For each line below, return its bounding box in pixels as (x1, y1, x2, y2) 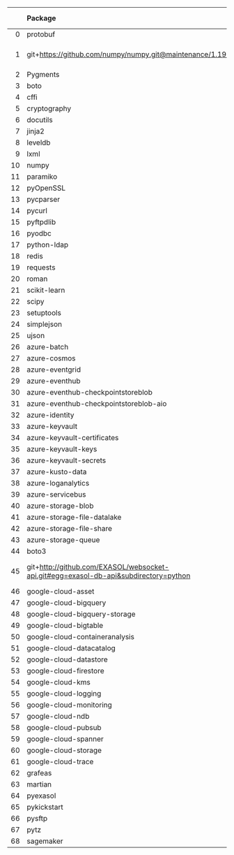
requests (26, 263, 56, 272)
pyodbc (26, 228, 52, 238)
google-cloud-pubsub (26, 723, 102, 732)
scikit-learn (26, 286, 65, 295)
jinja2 (26, 126, 45, 136)
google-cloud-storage (26, 745, 102, 755)
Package (26, 13, 56, 23)
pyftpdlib (26, 217, 56, 226)
